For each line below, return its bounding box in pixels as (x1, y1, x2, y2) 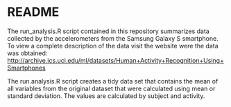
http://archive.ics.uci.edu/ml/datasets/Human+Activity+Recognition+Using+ (7, 56, 224, 64)
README (7, 4, 60, 20)
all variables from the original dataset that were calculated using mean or (7, 84, 216, 93)
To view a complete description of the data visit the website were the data (7, 41, 219, 50)
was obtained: (7, 49, 48, 57)
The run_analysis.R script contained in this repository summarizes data (7, 27, 209, 35)
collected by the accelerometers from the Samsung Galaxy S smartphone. (7, 34, 219, 42)
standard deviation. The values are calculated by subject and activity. (7, 91, 205, 100)
